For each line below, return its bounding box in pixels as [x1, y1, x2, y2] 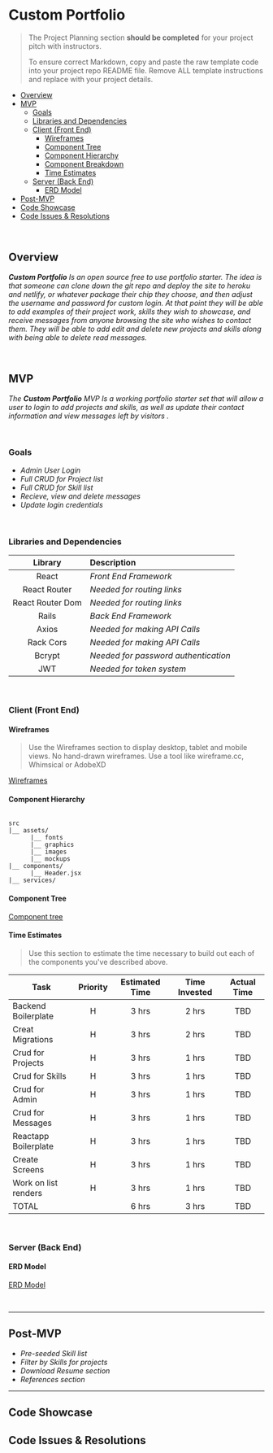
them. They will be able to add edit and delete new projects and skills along [8, 324, 262, 334]
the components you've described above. [28, 957, 168, 966]
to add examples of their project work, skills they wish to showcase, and [8, 307, 251, 316]
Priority [78, 981, 108, 993]
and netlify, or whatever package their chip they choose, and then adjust [8, 289, 253, 299]
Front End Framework [89, 571, 172, 583]
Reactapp [12, 1130, 50, 1141]
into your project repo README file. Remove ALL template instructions [28, 65, 264, 75]
